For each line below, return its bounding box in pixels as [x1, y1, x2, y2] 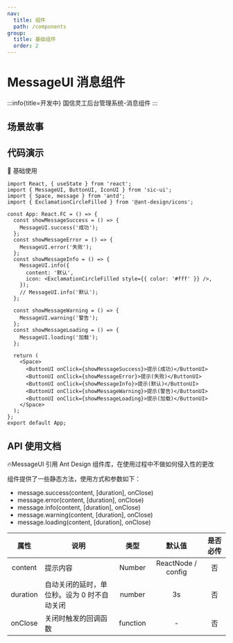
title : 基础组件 [13, 36, 57, 43]
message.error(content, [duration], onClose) [17, 496, 144, 504]
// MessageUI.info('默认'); [19, 289, 98, 296]
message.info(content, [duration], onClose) [17, 503, 141, 511]
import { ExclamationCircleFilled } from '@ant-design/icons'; [7, 199, 194, 206]
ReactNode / [155, 558, 198, 568]
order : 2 [13, 42, 39, 49]
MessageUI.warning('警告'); [19, 315, 98, 321]
